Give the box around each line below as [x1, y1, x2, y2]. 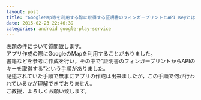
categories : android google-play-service [6, 25, 112, 32]
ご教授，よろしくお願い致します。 [6, 87, 90, 95]
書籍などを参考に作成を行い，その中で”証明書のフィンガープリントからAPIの [6, 57, 196, 65]
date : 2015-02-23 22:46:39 [6, 20, 74, 26]
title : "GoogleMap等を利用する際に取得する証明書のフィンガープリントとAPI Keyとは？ [6, 14, 200, 20]
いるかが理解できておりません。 [16, 80, 95, 87]
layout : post [6, 8, 39, 15]
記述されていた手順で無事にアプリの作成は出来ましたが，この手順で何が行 [6, 72, 190, 80]
